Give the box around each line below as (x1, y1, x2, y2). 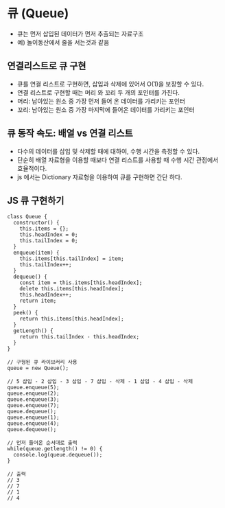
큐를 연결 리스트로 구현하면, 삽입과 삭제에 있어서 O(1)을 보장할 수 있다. (16, 80, 204, 88)
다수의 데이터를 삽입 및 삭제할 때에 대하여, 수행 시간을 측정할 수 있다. (16, 147, 200, 155)
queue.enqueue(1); (7, 414, 60, 422)
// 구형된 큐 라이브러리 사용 (7, 359, 78, 366)
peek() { (13, 310, 38, 316)
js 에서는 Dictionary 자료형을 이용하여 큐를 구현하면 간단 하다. (16, 172, 182, 181)
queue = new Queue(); (7, 365, 69, 372)
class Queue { (7, 213, 48, 220)
